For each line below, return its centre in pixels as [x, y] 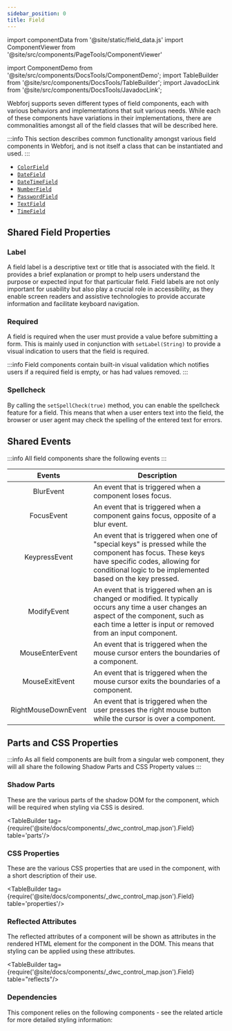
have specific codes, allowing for [146, 561]
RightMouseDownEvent [49, 710]
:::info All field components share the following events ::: [87, 458]
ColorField [33, 167]
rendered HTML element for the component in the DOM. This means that [110, 944]
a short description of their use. [52, 876]
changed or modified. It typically [146, 598]
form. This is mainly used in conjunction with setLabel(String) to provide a [114, 344]
